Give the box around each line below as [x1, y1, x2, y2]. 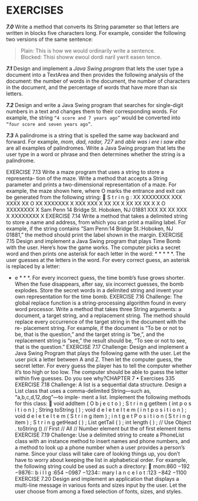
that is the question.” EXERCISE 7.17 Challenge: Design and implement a [14, 343, 189, 350]
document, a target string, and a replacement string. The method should [14, 312, 190, 319]
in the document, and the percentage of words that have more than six [6, 83, 178, 90]
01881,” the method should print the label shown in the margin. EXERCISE [6, 231, 184, 238]
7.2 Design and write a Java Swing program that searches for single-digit [6, 101, 184, 108]
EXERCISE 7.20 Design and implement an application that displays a [14, 475, 180, 482]
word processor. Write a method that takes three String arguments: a [14, 305, 181, 312]
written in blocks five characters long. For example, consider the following [6, 29, 186, 36]
